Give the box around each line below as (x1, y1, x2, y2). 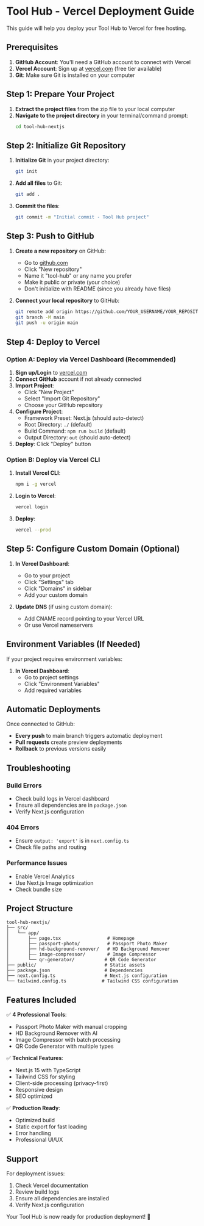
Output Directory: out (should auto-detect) (24, 434, 131, 441)
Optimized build (15, 1117, 55, 1124)
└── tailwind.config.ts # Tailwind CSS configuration (6, 978, 178, 984)
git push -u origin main (15, 320, 79, 326)
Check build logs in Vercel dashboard (15, 795, 110, 802)
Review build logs (15, 1188, 60, 1195)
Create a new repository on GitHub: (15, 247, 107, 254)
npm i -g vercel (15, 481, 57, 488)
